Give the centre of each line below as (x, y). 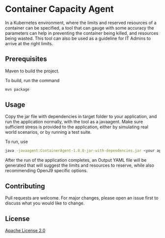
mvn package (17, 89)
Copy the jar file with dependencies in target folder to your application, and (81, 117)
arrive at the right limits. (29, 43)
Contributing (25, 186)
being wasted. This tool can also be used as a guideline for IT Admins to (78, 38)
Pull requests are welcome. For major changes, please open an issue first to (82, 198)
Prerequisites (26, 59)
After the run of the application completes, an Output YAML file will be (76, 160)
